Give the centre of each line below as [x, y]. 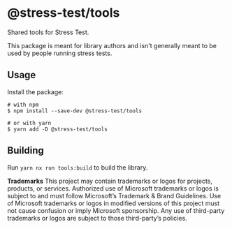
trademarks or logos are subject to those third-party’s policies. [97, 218]
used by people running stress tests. [60, 53]
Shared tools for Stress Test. [48, 32]
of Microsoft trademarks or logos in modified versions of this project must [114, 203]
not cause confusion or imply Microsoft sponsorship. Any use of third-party [116, 210]
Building [26, 150]
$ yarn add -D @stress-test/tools [58, 129]
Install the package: [36, 91]
